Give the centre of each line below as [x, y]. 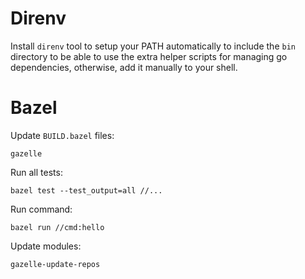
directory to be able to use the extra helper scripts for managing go [149, 56]
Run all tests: [36, 172]
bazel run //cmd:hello [57, 227]
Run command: [41, 209]
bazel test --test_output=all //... [86, 190]
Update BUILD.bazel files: [62, 135]
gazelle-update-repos [55, 264]
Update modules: [46, 246]
